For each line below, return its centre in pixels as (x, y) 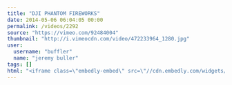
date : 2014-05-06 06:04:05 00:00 (55, 20)
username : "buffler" (43, 52)
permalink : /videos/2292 (43, 26)
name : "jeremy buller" (46, 58)
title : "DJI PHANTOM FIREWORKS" (54, 13)
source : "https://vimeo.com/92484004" (63, 33)
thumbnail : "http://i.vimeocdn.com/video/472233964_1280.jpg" (98, 39)
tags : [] (20, 64)
